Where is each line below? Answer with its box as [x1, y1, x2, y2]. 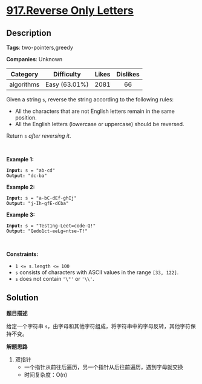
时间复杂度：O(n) [24, 371, 68, 378]
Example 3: [6, 211, 35, 218]
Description [6, 28, 51, 38]
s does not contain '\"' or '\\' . [15, 275, 95, 282]
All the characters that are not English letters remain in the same [15, 107, 175, 115]
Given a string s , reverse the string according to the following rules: [6, 96, 174, 103]
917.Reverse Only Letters [6, 4, 134, 18]
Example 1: [6, 156, 34, 163]
